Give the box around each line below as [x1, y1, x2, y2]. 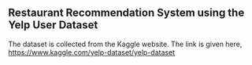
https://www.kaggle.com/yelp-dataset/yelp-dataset [8, 47, 176, 57]
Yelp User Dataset [8, 19, 98, 32]
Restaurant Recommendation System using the [8, 6, 245, 20]
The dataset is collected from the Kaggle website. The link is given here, [8, 39, 243, 49]
